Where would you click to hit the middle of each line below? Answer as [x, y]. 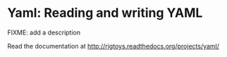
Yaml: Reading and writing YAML [105, 13]
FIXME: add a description [44, 32]
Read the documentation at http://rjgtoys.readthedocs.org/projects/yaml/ [114, 46]
